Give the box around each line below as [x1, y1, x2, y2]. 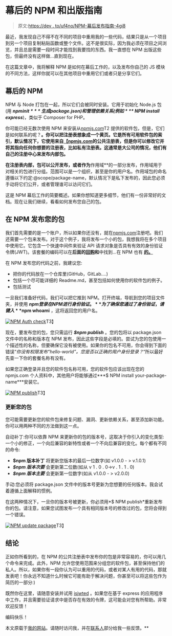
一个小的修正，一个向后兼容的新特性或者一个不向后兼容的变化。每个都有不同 [5, 440, 167, 446]
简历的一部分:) [5, 579, 36, 585]
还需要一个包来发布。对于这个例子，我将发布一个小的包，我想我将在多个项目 [5, 236, 167, 242]
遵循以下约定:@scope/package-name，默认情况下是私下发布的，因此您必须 [5, 174, 165, 180]
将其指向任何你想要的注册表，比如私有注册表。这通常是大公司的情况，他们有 [5, 144, 167, 151]
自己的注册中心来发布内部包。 [5, 151, 68, 157]
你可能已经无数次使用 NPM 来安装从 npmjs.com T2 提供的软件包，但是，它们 [5, 125, 165, 131]
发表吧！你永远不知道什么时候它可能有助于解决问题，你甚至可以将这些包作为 [5, 573, 167, 579]
